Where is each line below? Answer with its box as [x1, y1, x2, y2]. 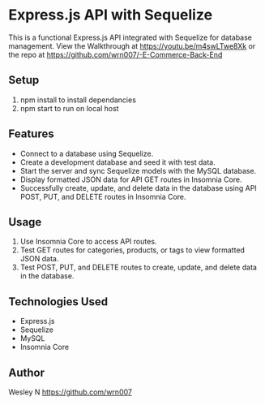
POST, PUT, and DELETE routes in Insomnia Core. [19, 192, 186, 201]
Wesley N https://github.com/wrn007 [8, 387, 132, 397]
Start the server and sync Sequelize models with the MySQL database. [19, 166, 257, 175]
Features [8, 127, 54, 141]
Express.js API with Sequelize [8, 6, 213, 24]
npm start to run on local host [19, 103, 119, 113]
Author [8, 365, 45, 379]
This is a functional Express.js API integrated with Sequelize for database [8, 32, 253, 42]
